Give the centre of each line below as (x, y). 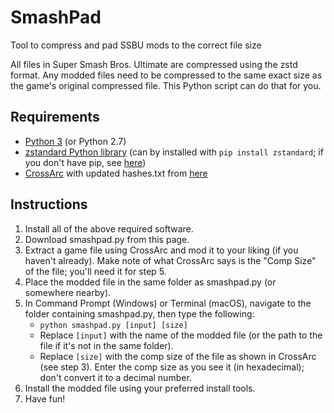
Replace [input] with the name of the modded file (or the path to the (181, 335)
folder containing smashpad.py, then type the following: (139, 313)
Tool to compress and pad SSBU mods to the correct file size (136, 45)
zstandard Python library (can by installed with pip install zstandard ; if (174, 152)
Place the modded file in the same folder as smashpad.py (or (150, 282)
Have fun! (45, 398)
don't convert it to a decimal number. (115, 377)
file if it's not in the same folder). (106, 345)
